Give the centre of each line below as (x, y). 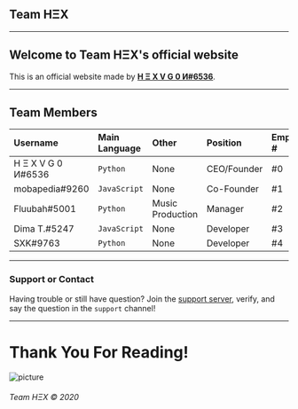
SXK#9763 (37, 243)
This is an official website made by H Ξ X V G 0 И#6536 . (112, 76)
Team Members (53, 113)
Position (224, 143)
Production (175, 215)
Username (36, 143)
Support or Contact (52, 279)
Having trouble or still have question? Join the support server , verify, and (142, 299)
